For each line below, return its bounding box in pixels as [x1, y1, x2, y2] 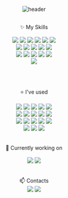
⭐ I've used [20, 88, 48, 95]
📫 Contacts [19, 177, 49, 184]
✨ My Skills [20, 24, 48, 30]
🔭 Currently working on [5, 144, 63, 151]
